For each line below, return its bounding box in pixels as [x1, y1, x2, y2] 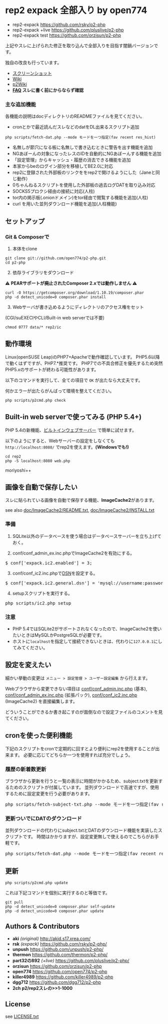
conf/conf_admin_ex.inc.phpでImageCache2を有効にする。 [12, 550, 135, 556]
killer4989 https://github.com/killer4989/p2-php [12, 974, 113, 980]
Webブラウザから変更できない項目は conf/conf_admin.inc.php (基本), [5, 686, 147, 692]
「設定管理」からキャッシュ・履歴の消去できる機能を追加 [12, 157, 131, 163]
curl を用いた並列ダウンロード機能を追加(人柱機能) [12, 201, 117, 207]
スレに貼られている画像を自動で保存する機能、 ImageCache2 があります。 [5, 497, 157, 503]
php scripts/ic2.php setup [5, 600, 71, 606]
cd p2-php [5, 260, 26, 265]
